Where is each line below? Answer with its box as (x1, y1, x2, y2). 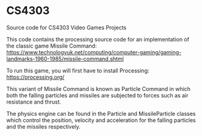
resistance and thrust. (6, 98, 62, 106)
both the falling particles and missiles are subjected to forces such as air (6, 91, 189, 99)
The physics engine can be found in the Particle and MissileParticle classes (6, 110, 196, 117)
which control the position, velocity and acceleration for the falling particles (6, 116, 197, 124)
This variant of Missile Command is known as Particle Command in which (6, 85, 191, 92)
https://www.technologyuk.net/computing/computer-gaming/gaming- (6, 48, 182, 55)
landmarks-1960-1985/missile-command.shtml (6, 55, 124, 62)
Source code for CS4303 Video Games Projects (6, 24, 127, 31)
